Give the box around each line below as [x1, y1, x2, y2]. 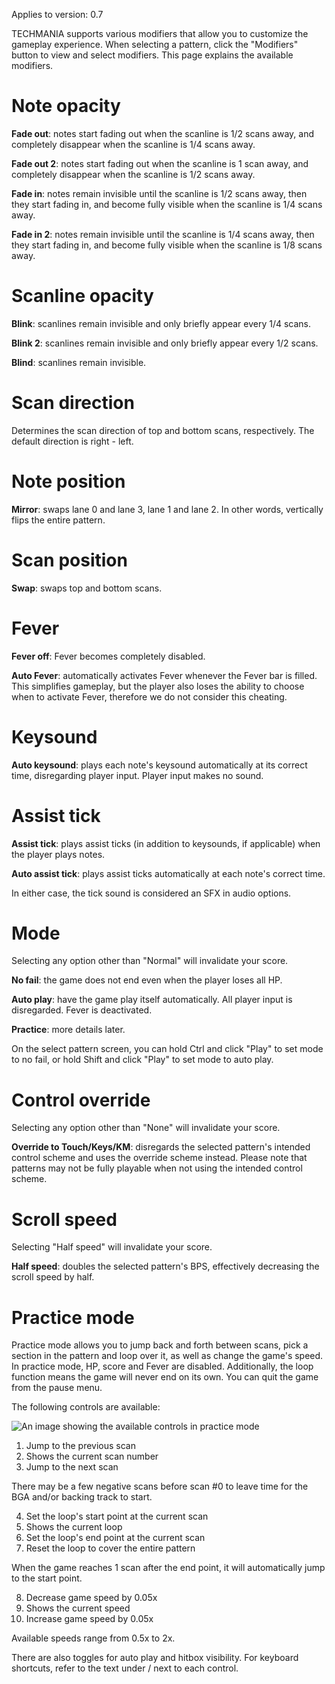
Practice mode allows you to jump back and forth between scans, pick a [11, 1339, 309, 1351]
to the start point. [11, 1572, 83, 1584]
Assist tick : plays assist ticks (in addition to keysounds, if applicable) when [11, 837, 321, 849]
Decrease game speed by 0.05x [25, 1592, 158, 1604]
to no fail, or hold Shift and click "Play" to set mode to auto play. [11, 1054, 274, 1066]
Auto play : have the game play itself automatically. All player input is [11, 994, 293, 1006]
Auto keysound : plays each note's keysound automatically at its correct [11, 759, 308, 771]
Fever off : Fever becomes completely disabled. [11, 650, 206, 662]
